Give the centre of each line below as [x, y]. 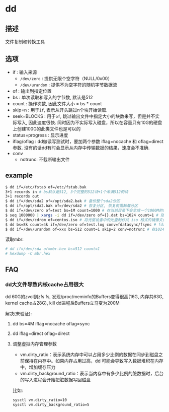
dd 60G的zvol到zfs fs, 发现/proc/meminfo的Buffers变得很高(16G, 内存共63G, [84, 296]
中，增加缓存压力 [38, 367]
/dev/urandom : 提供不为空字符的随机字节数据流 [68, 85]
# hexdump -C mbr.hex [28, 254]
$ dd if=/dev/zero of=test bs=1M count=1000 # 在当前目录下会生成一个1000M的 [84, 211]
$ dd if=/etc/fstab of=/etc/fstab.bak [46, 187]
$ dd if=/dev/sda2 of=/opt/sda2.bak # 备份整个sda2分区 [63, 201]
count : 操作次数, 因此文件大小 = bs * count [57, 103]
